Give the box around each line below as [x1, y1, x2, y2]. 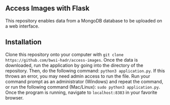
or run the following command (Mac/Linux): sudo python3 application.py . [5, 84, 160, 90]
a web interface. [5, 23, 40, 29]
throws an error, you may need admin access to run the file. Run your [5, 73, 151, 79]
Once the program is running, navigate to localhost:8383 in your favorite [5, 89, 158, 95]
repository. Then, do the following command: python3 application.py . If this [5, 67, 165, 73]
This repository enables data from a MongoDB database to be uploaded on [5, 17, 162, 23]
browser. [5, 94, 24, 101]
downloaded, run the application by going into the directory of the [5, 62, 144, 68]
